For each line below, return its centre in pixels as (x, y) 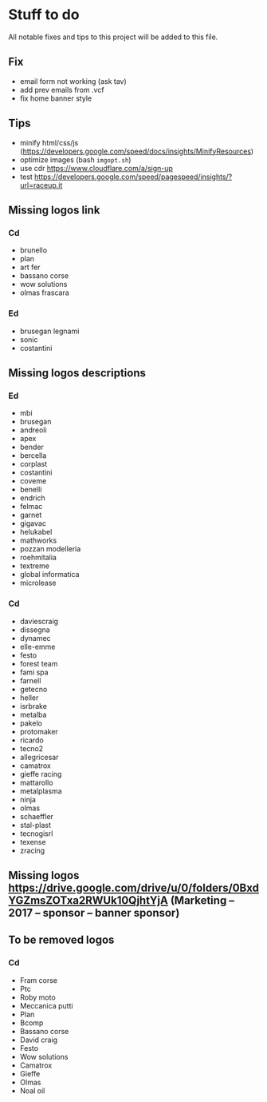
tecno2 (31, 748)
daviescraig (39, 621)
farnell (30, 680)
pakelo (31, 723)
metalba (33, 714)
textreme (35, 566)
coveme (33, 481)
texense (33, 841)
